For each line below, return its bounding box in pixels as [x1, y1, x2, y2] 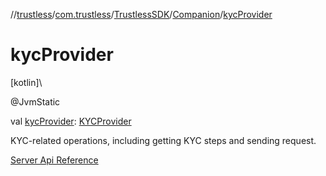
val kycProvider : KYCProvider [10, 115, 132, 127]
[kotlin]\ [10, 76, 43, 88]
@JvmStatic [10, 95, 61, 108]
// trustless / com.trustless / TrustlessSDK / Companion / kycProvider [10, 9, 273, 20]
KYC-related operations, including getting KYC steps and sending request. [10, 134, 317, 146]
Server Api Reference [10, 154, 99, 166]
